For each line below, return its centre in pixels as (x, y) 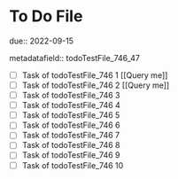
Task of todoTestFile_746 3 (71, 96)
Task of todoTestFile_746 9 (71, 155)
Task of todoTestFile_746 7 (71, 136)
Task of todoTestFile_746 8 (71, 145)
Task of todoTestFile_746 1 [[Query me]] (95, 75)
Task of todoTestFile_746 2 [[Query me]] (96, 85)
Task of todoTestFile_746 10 (73, 165)
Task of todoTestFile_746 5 (71, 115)
